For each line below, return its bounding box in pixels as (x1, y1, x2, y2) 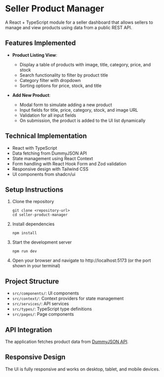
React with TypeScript (12, 145, 58, 151)
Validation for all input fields (19, 112, 76, 118)
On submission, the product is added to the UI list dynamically (19, 117, 146, 124)
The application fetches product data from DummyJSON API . (5, 339, 129, 344)
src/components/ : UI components (12, 290, 79, 296)
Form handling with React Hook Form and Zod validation (12, 161, 127, 167)
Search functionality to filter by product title (19, 72, 108, 78)
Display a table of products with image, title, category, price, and (19, 61, 151, 67)
